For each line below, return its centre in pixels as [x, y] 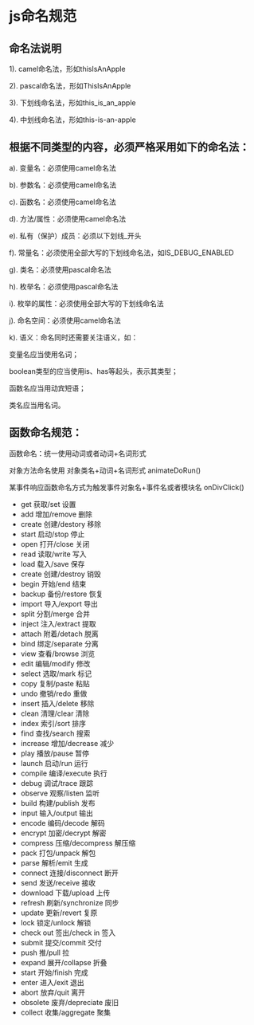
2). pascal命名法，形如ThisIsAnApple [70, 86]
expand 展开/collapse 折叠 [64, 962]
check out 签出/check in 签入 [68, 933]
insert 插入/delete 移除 [57, 703]
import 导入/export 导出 [59, 603]
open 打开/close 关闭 [55, 544]
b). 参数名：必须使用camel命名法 [63, 185]
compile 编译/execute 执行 [64, 773]
